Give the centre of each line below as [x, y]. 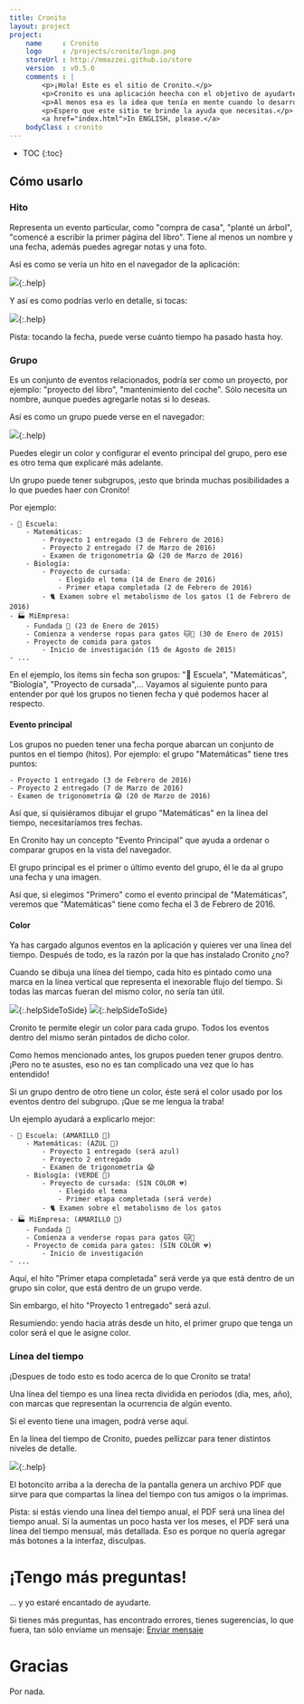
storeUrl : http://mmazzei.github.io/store [109, 60]
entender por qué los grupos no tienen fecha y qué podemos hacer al [139, 694]
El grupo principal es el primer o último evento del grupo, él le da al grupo [146, 868]
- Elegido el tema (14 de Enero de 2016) [137, 579]
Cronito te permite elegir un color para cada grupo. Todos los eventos [139, 1028]
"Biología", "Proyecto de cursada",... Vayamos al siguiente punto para [138, 684]
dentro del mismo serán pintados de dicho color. [100, 1037]
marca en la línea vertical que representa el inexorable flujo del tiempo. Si [146, 982]
